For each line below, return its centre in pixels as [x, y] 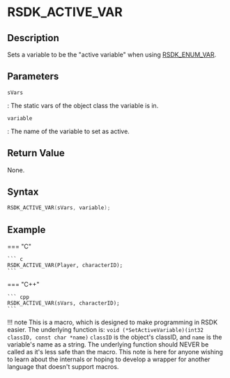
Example [26, 230]
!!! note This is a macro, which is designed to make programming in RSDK [113, 322]
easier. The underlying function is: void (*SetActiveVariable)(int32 [106, 330]
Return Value [36, 153]
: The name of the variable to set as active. [69, 131]
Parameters [33, 76]
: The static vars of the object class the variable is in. [83, 105]
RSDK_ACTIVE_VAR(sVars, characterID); [63, 303]
